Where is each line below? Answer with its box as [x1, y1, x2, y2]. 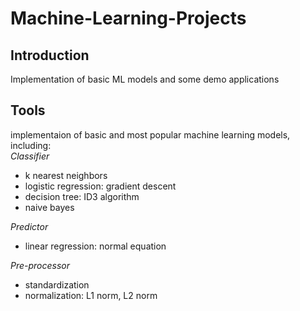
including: [10, 139, 52, 151]
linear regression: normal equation [24, 240, 167, 252]
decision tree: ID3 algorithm [24, 190, 140, 202]
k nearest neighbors [24, 169, 108, 181]
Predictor [10, 220, 49, 232]
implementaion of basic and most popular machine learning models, [10, 128, 291, 141]
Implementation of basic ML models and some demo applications [10, 73, 280, 85]
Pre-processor [10, 259, 71, 271]
